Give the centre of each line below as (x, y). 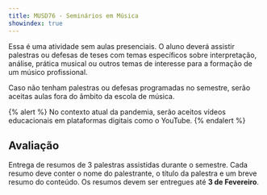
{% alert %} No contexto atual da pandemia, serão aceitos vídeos (117, 112)
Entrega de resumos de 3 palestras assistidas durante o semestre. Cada (128, 165)
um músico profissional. (48, 72)
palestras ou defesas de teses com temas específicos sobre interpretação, (133, 55)
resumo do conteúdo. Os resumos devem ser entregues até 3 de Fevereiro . (134, 182)
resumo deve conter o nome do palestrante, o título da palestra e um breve (133, 173)
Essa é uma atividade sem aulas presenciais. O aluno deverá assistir (122, 46)
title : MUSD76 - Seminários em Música (73, 16)
